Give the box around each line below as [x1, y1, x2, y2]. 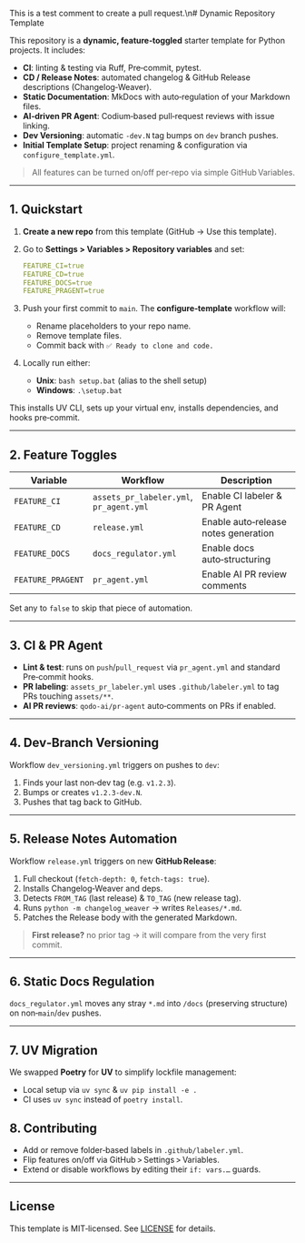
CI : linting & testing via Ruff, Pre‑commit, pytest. [22, 63, 202, 73]
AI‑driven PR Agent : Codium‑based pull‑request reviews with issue [22, 111, 275, 121]
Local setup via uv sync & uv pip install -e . [22, 1085, 198, 1096]
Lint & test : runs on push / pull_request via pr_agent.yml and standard [22, 662, 280, 672]
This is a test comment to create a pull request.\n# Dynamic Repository [9, 8, 275, 18]
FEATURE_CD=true [22, 269, 84, 278]
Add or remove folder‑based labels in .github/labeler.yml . [22, 1145, 244, 1155]
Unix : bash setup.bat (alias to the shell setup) [35, 375, 207, 386]
